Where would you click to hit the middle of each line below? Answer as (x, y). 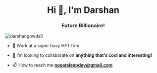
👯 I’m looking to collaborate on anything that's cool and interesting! (82, 55)
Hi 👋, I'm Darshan (83, 10)
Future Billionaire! (83, 26)
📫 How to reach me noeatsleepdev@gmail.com (62, 65)
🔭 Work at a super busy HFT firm (46, 46)
